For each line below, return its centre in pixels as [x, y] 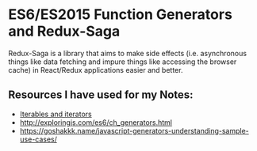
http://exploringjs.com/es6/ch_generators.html [96, 122]
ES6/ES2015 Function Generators [120, 15]
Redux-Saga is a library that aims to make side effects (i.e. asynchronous [128, 53]
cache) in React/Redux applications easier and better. [96, 70]
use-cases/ [38, 139]
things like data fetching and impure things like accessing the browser [123, 62]
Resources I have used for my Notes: [101, 95]
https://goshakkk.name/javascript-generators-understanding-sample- [134, 130]
